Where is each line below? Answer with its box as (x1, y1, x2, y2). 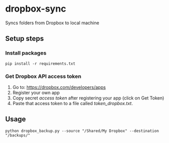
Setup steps (5, 34, 44, 43)
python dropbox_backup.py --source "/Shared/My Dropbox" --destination (5, 128, 159, 133)
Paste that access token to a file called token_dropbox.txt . (12, 100, 133, 106)
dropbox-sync (5, 3, 67, 15)
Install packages (5, 50, 47, 57)
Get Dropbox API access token (5, 73, 82, 80)
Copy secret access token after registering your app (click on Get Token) (12, 94, 164, 101)
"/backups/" (5, 132, 30, 138)
